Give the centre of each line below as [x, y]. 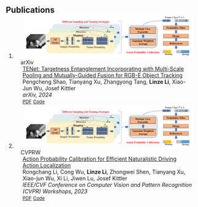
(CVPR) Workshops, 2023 [55, 191]
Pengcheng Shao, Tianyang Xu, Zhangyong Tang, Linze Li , [97, 82]
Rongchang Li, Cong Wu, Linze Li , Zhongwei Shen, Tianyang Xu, [104, 172]
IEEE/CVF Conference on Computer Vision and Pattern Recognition [107, 184]
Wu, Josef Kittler [55, 88]
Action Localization [47, 165]
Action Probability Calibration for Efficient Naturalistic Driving [100, 159]
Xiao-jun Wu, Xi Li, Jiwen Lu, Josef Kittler [75, 178]
